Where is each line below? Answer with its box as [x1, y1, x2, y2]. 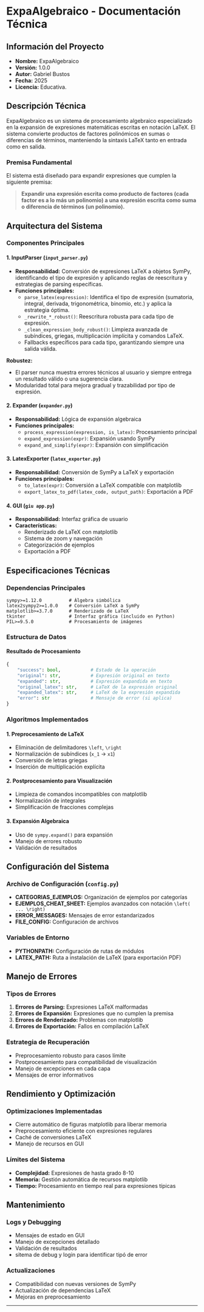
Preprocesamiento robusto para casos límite [15, 1052, 126, 1059]
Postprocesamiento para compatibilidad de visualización [15, 1058, 157, 1065]
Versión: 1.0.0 [15, 64, 50, 71]
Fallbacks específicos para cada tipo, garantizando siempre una [24, 339, 185, 346]
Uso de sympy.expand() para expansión [15, 831, 114, 838]
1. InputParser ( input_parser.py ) [6, 254, 88, 261]
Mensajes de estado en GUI [15, 1232, 85, 1239]
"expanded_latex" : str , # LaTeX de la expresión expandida [17, 689, 181, 696]
